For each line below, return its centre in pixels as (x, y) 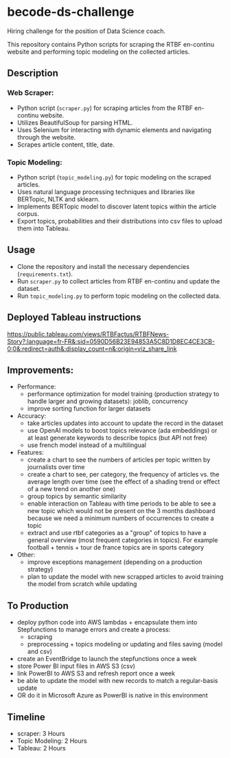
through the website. (46, 137)
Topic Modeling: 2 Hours (52, 741)
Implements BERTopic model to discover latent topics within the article (117, 206)
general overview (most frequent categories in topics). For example (123, 540)
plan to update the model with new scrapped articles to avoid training (125, 577)
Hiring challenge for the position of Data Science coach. (87, 31)
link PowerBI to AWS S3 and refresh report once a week (96, 673)
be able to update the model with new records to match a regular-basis (117, 681)
